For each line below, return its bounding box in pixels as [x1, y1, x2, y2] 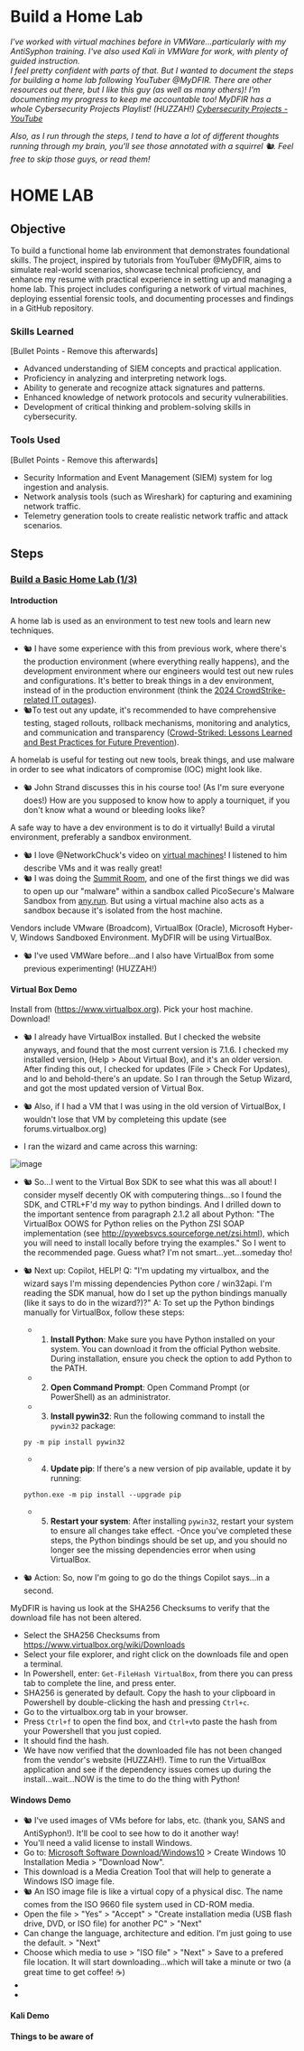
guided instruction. [10, 55, 80, 66]
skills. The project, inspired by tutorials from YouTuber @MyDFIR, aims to [10, 255, 282, 266]
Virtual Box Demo [10, 984, 78, 994]
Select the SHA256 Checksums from [23, 1630, 161, 1641]
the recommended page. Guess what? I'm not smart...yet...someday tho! [23, 1247, 292, 1258]
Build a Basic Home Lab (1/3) [10, 573, 138, 585]
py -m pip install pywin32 [23, 1438, 125, 1447]
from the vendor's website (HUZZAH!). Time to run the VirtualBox [23, 1755, 267, 1766]
